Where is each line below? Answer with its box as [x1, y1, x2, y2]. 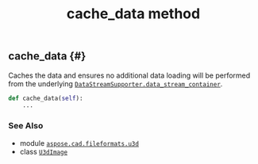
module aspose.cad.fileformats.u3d [19, 138, 139, 147]
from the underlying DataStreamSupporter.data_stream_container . [8, 78, 223, 88]
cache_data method [66, 5, 201, 23]
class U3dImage [19, 147, 68, 156]
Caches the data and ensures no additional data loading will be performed [8, 71, 251, 80]
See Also [8, 120, 44, 132]
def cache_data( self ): [8, 94, 83, 102]
